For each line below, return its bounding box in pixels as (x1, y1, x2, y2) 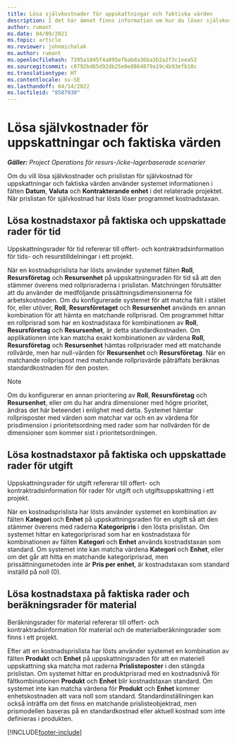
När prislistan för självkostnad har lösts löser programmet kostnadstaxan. (7, 194, 220, 203)
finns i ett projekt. (7, 633, 59, 641)
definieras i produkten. (7, 714, 73, 722)
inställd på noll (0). (7, 567, 61, 576)
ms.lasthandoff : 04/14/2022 (7, 83, 90, 90)
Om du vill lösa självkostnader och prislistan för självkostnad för (7, 172, 193, 180)
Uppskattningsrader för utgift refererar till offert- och (7, 479, 161, 487)
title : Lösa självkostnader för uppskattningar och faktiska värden (7, 10, 213, 18)
